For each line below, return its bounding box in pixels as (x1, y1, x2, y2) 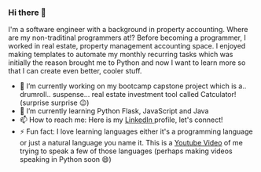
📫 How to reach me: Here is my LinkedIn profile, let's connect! (19, 115, 223, 124)
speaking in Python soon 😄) (19, 155, 112, 164)
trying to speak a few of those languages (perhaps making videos (19, 146, 233, 156)
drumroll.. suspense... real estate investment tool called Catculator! (19, 90, 237, 99)
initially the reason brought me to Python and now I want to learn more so (8, 58, 246, 67)
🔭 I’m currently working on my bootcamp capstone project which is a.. (19, 81, 247, 91)
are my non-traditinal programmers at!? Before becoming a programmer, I (8, 33, 246, 42)
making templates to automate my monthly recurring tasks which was (8, 50, 233, 59)
